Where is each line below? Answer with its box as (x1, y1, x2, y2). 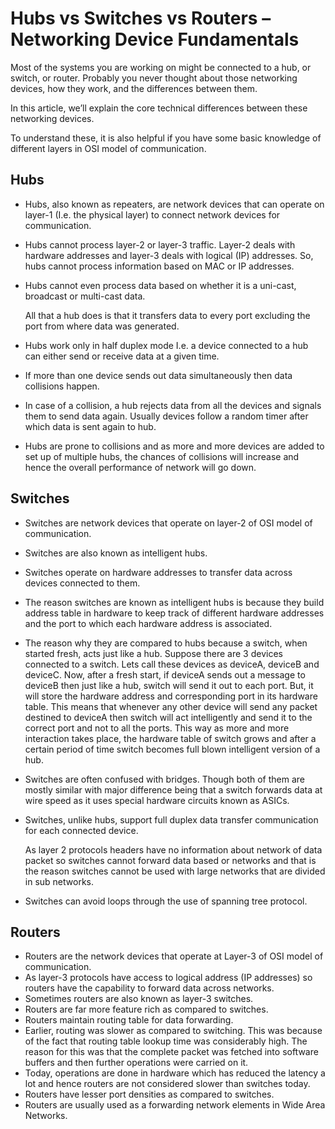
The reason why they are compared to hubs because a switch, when (24, 637, 308, 649)
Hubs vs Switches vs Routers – (10, 7, 272, 30)
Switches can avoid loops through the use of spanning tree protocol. (24, 895, 308, 907)
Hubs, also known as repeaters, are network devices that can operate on (24, 198, 325, 210)
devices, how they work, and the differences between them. (10, 82, 258, 94)
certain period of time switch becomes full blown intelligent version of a (24, 743, 321, 755)
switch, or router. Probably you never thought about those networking (10, 72, 298, 84)
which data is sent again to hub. (24, 420, 157, 432)
